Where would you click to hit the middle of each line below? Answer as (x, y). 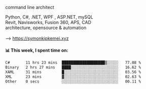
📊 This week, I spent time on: (37, 50)
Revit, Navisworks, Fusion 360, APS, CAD (48, 22)
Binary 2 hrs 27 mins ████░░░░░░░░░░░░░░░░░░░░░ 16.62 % (73, 67)
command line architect (30, 7)
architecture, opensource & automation (46, 28)
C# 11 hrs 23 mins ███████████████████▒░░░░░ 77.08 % (73, 63)
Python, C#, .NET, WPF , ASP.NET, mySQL (49, 17)
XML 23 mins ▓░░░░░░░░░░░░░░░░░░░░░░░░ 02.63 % (73, 77)
